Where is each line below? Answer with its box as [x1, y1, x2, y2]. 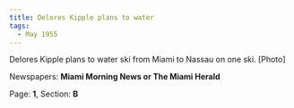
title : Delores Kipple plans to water [9, 12, 154, 22]
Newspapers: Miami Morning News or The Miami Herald [9, 71, 221, 82]
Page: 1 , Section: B [9, 88, 79, 99]
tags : [9, 21, 30, 30]
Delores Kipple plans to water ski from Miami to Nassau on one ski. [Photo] [9, 54, 286, 65]
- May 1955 [17, 29, 58, 38]
